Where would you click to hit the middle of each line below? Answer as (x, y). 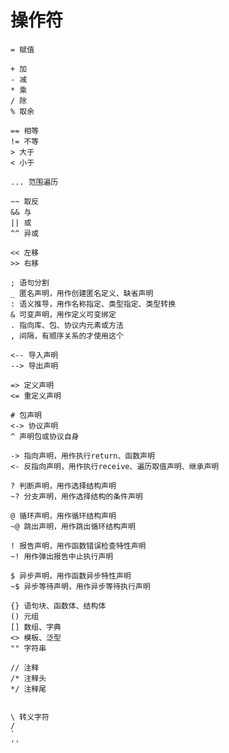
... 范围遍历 (34, 182)
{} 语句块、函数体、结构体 (58, 606)
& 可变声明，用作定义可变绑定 (63, 314)
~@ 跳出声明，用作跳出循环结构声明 (73, 526)
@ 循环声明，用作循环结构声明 (63, 516)
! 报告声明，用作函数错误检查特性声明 (78, 546)
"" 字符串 (28, 648)
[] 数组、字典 (36, 627)
